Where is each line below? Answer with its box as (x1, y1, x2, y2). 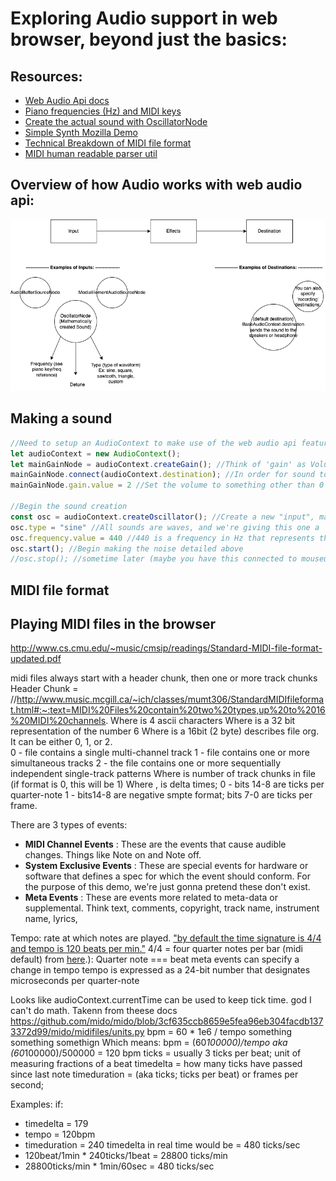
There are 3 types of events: (10, 819, 128, 831)
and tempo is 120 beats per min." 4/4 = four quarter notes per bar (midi (10, 943, 303, 955)
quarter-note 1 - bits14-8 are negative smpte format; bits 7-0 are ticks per (10, 789, 313, 801)
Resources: (10, 68, 83, 85)
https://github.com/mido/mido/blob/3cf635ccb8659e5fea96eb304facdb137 (10, 1015, 324, 1027)
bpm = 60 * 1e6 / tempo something (146, 1026, 293, 1038)
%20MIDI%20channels (10, 715, 107, 727)
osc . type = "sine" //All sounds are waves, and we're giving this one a (10, 522, 320, 532)
